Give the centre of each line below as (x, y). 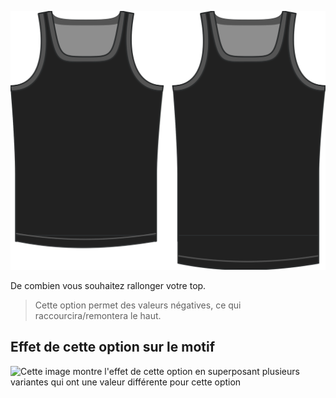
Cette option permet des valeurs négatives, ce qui (138, 305)
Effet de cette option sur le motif (113, 347)
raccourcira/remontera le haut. (98, 315)
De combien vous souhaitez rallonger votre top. (108, 285)
